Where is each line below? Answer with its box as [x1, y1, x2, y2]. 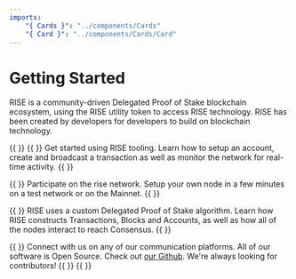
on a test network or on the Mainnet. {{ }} [9, 188, 160, 199]
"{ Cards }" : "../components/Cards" [25, 21, 162, 30]
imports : [9, 12, 42, 22]
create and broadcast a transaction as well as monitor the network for [9, 152, 265, 163]
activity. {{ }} [27, 162, 74, 172]
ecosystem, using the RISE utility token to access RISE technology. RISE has [9, 107, 287, 117]
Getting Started [9, 68, 126, 88]
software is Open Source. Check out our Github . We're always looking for [9, 251, 278, 262]
